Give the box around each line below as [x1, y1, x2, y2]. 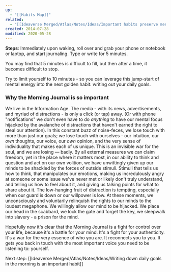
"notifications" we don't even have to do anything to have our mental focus [5, 116, 163, 122]
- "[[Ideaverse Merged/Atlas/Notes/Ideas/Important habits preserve [10, 21, 158, 27]
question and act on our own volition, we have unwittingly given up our [5, 160, 154, 166]
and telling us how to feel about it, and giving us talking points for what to [5, 182, 159, 188]
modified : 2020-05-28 [5, 31, 51, 36]
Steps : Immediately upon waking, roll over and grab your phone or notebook [5, 45, 166, 51]
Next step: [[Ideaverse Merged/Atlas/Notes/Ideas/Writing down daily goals [5, 256, 162, 262]
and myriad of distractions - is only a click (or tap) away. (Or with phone [5, 111, 156, 117]
